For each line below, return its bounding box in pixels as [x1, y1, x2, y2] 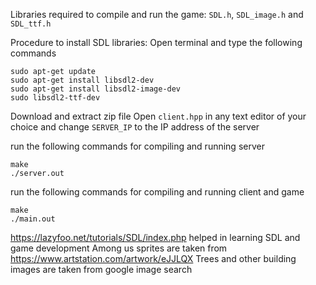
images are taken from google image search [10, 264, 193, 275]
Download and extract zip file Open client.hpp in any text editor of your [10, 110, 307, 122]
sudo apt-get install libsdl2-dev [10, 75, 155, 85]
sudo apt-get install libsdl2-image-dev [10, 84, 182, 94]
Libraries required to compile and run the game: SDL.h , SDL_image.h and [10, 9, 304, 20]
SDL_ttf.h [10, 19, 52, 29]
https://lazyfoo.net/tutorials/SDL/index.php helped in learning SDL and [10, 232, 301, 243]
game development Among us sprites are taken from [10, 242, 228, 254]
